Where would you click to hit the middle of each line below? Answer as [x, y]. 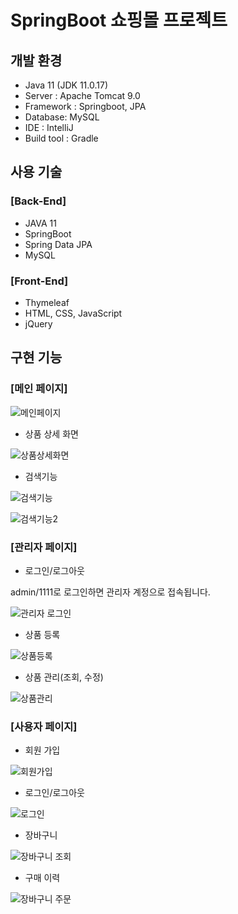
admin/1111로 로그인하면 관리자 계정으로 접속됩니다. [110, 592]
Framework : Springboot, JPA [85, 106]
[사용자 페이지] [44, 726]
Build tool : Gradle [61, 138]
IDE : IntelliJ [49, 127]
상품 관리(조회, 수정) [64, 677]
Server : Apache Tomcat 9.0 [82, 95]
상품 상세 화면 [51, 433]
